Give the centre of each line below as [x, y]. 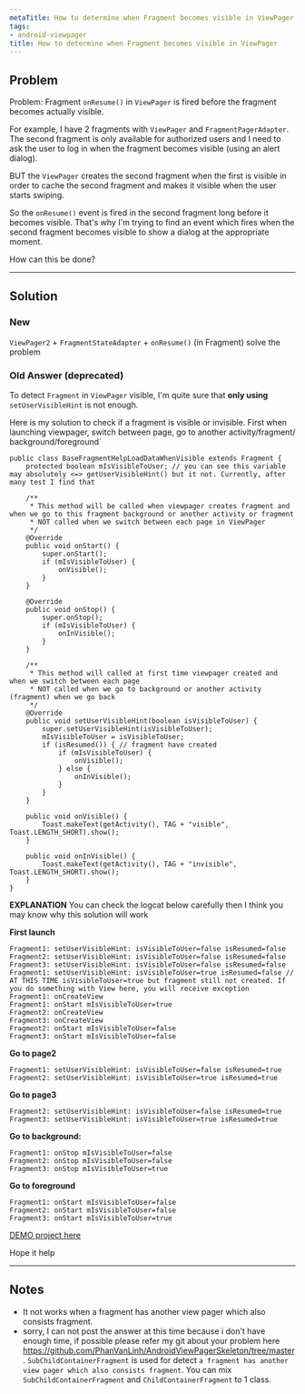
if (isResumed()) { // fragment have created [130, 745]
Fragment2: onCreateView [56, 1013]
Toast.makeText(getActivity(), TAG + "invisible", [140, 865]
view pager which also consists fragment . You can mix [127, 1369]
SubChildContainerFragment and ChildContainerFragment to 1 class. [147, 1379]
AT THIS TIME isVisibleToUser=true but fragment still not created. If [148, 981]
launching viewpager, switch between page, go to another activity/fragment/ [152, 432]
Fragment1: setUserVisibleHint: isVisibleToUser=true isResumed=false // [152, 973]
